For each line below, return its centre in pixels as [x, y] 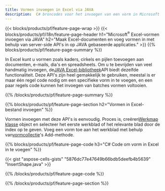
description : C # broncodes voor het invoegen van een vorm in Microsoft [82, 14]
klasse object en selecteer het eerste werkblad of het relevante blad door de [82, 124]
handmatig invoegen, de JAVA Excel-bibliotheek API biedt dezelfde [72, 70]
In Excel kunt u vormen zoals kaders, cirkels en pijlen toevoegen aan [75, 59]
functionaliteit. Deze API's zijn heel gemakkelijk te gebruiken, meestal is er [81, 75]
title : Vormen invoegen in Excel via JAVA [49, 10]
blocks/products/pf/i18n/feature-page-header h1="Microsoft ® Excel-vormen [82, 34]
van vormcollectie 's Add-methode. [40, 135]
